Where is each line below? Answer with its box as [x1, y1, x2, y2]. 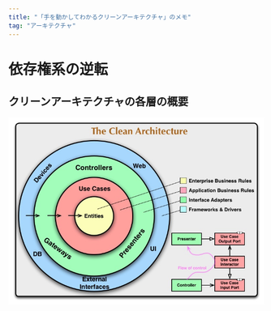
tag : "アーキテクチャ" [8, 21, 76, 30]
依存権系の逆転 [8, 60, 109, 79]
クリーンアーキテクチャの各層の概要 [8, 95, 189, 109]
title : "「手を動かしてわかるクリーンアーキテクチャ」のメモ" [8, 13, 191, 21]
